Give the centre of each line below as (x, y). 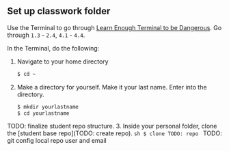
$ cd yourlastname (43, 113)
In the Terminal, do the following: (53, 48)
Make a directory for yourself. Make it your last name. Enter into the (112, 87)
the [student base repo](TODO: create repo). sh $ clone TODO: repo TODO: (114, 133)
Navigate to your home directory (63, 61)
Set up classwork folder (59, 11)
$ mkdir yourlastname (48, 107)
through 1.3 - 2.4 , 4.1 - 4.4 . (46, 35)
